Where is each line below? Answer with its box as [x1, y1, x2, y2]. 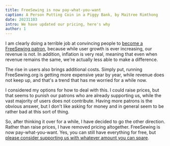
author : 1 [5, 26, 26, 32]
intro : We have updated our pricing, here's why [5, 21, 110, 27]
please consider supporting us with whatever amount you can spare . [5, 135, 149, 141]
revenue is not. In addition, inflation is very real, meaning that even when [5, 51, 158, 57]
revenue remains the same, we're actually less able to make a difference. [5, 56, 158, 63]
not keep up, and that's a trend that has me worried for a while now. [5, 77, 148, 83]
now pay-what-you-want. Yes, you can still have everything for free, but [5, 129, 156, 135]
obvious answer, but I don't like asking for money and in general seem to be [5, 103, 164, 109]
